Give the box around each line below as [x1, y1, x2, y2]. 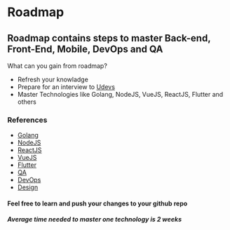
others [17, 97, 36, 106]
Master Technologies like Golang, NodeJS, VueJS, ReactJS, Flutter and [17, 90, 224, 98]
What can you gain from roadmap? [7, 62, 107, 70]
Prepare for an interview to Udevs [17, 83, 116, 91]
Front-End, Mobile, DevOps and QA [7, 43, 163, 55]
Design [17, 183, 39, 191]
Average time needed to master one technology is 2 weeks [7, 215, 182, 224]
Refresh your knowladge [17, 75, 89, 83]
